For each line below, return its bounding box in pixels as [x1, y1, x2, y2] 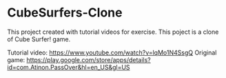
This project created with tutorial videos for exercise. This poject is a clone [7, 28, 219, 36]
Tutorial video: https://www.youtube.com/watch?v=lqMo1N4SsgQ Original [7, 48, 217, 57]
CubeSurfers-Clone [7, 5, 123, 21]
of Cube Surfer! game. [7, 35, 71, 43]
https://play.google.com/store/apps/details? [26, 55, 152, 64]
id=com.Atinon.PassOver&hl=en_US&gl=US [7, 63, 130, 71]
